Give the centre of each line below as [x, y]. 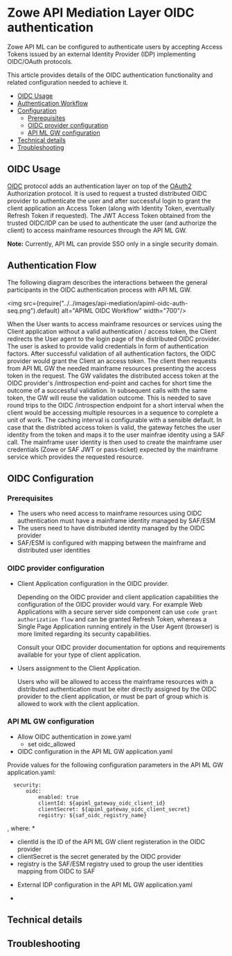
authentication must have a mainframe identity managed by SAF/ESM [116, 521]
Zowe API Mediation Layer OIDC [101, 13]
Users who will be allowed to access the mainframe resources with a [115, 681]
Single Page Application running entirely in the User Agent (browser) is [118, 626]
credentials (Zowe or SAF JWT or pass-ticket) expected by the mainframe [113, 449]
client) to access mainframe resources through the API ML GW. [97, 230]
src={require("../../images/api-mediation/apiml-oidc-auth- [106, 303]
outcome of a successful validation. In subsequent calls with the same [107, 390]
